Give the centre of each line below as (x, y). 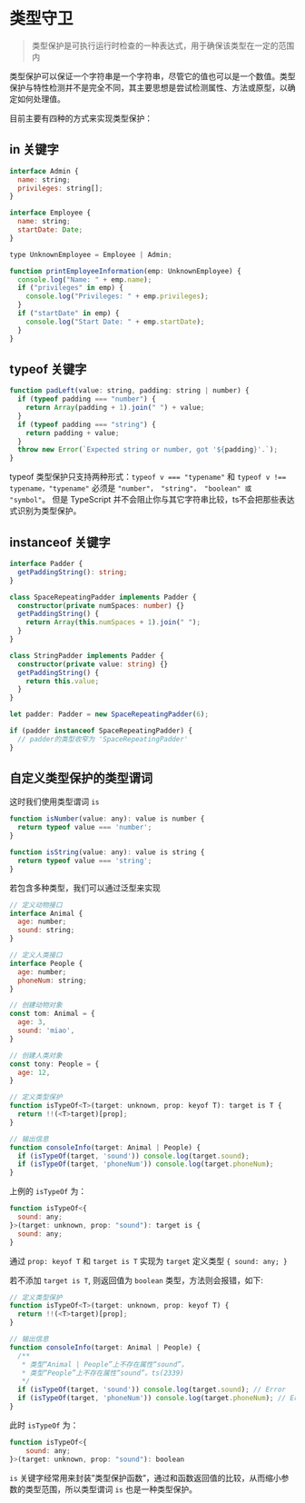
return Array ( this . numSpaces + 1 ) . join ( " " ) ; (113, 622)
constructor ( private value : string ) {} (93, 664)
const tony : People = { (54, 1064)
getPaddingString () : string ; (73, 572)
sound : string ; (46, 931)
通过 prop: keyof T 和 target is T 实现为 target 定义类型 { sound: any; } (148, 1260)
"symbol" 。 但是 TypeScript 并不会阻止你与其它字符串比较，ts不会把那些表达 (152, 500)
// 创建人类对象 (36, 1055)
